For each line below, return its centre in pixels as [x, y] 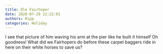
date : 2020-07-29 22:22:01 [33, 14]
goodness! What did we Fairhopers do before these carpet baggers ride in [81, 42]
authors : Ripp [20, 18]
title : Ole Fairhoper [27, 9]
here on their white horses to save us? [44, 47]
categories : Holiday [26, 23]
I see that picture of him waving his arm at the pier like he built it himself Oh [82, 37]
